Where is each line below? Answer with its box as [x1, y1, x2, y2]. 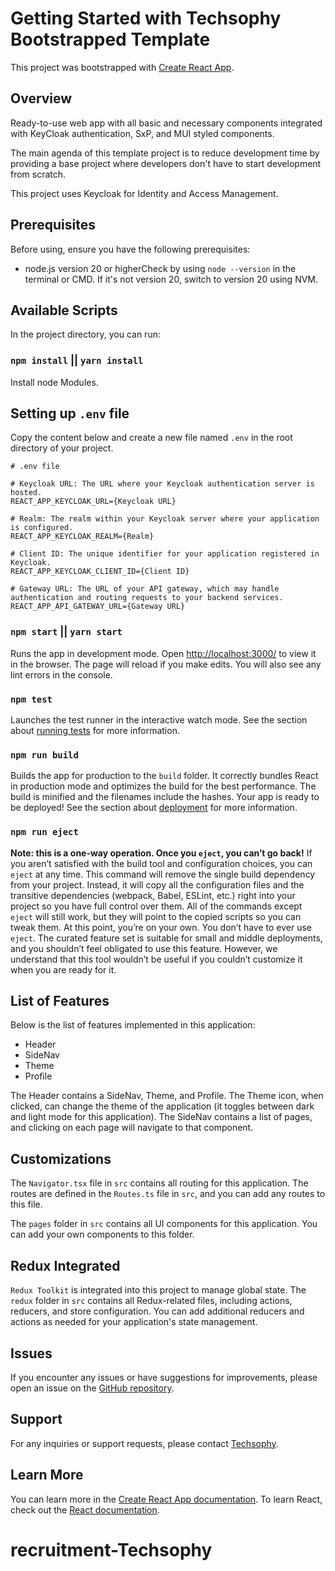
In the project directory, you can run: [10, 328, 161, 341]
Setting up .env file [10, 405, 130, 422]
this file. [10, 1198, 43, 1211]
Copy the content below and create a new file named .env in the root [10, 432, 293, 444]
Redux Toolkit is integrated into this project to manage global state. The [10, 1284, 307, 1296]
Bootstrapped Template [10, 28, 211, 51]
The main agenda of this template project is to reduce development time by [10, 147, 320, 159]
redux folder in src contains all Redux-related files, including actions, [10, 1295, 293, 1307]
